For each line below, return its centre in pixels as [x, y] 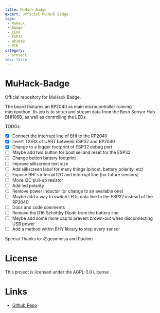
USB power [23, 224]
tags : [10, 19]
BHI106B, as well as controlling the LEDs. [46, 117]
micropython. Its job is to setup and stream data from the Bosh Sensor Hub [80, 112]
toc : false [16, 60]
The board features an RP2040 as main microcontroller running [69, 107]
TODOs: [13, 126]
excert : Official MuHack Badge [37, 14]
